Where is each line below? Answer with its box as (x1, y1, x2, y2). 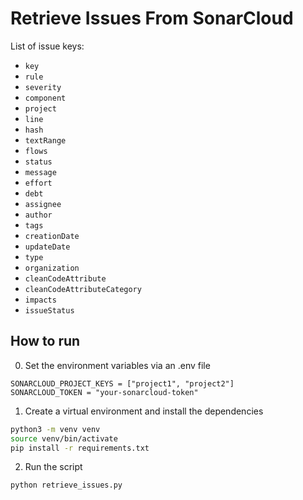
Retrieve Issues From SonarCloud (10, 7, 294, 30)
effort (24, 178, 53, 188)
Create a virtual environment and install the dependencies (24, 405, 264, 417)
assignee (24, 199, 62, 209)
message (24, 167, 57, 177)
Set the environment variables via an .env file (24, 359, 211, 371)
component (24, 93, 67, 103)
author (24, 210, 53, 220)
